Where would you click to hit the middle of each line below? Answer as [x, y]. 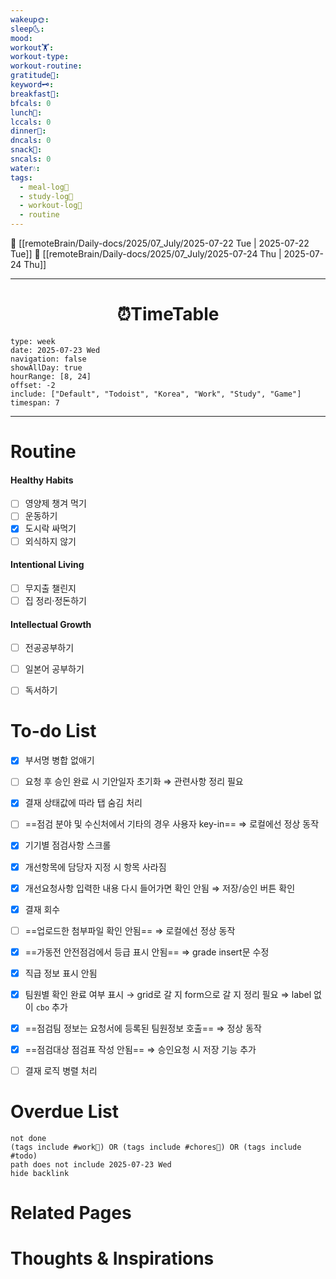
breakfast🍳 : [35, 94]
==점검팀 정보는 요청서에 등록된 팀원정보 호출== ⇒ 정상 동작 [143, 1028]
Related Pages [71, 1213]
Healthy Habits [42, 480]
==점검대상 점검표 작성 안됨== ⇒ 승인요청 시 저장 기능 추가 [140, 1050]
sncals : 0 [31, 159]
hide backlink [40, 1174]
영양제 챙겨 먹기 [55, 503]
